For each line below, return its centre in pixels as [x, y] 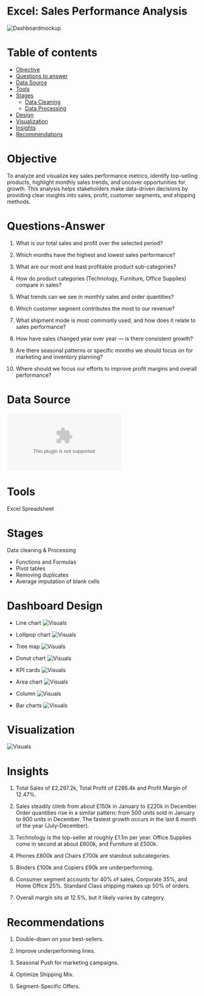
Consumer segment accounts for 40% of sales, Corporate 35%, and [101, 879]
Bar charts [29, 705]
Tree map [28, 646]
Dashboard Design [55, 605]
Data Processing [45, 108]
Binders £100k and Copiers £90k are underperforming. [85, 868]
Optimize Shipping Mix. [45, 975]
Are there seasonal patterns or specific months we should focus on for [104, 350]
